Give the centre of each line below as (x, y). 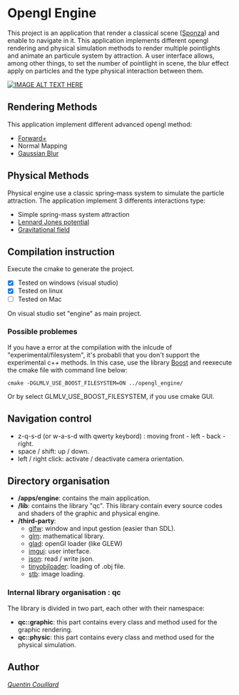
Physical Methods (48, 176)
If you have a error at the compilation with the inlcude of (90, 347)
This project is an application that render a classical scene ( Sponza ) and (113, 33)
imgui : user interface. (60, 552)
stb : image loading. (56, 574)
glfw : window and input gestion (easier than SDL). (102, 529)
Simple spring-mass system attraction (73, 214)
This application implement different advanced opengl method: (100, 124)
